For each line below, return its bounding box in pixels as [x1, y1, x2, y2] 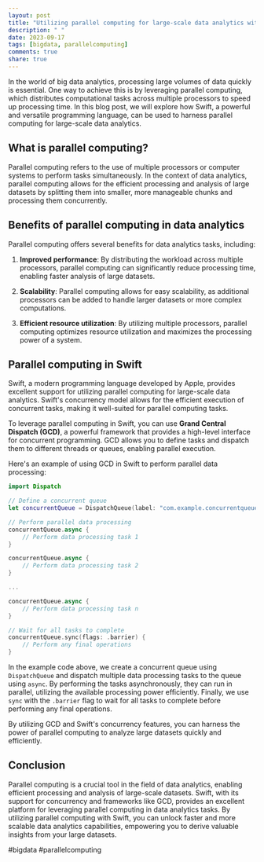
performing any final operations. [8, 704, 112, 713]
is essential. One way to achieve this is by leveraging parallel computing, [8, 85, 243, 94]
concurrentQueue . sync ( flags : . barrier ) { [8, 633, 146, 641]
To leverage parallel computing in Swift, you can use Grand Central [8, 419, 226, 428]
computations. [19, 303, 67, 313]
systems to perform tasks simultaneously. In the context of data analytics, [8, 171, 247, 180]
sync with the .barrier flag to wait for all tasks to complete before [8, 696, 222, 706]
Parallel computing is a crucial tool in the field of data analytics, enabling [8, 779, 243, 789]
